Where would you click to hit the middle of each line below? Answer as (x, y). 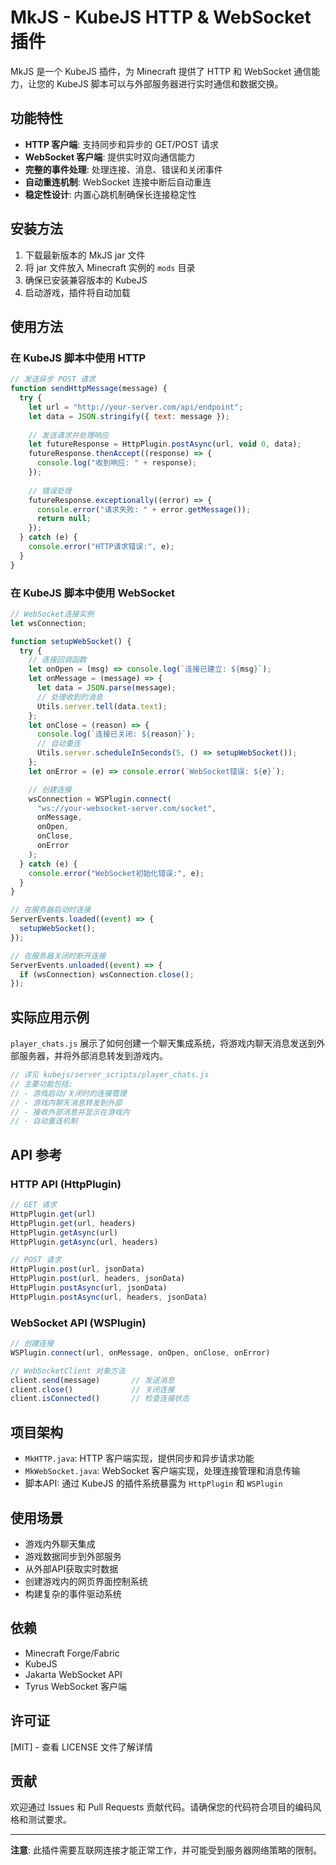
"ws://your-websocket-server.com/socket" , (126, 808)
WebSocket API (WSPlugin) (78, 1323)
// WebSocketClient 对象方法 (68, 1371)
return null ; (64, 519)
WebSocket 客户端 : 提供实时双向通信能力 (110, 157)
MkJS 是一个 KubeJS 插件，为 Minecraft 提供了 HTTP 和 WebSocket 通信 (161, 71)
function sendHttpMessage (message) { (89, 389)
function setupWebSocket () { (71, 641)
